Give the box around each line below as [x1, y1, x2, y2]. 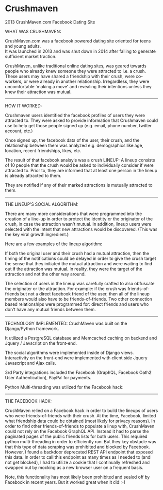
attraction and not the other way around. [5, 271, 86, 277]
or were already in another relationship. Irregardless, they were [23, 78, 149, 84]
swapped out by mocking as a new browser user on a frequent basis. [5, 464, 144, 470]
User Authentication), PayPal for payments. [5, 374, 91, 380]
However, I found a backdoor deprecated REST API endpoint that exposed [5, 449, 153, 455]
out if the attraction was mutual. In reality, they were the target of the [5, 266, 143, 272]
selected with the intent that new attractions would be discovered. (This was [5, 226, 158, 232]
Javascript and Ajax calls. [5, 360, 56, 366]
